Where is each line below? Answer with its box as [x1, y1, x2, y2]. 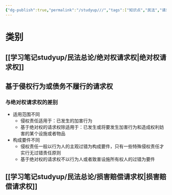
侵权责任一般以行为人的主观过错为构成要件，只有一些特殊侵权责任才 [20, 143, 164, 149]
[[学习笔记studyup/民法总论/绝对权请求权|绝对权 [5, 53, 160, 62]
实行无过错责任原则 [20, 149, 61, 155]
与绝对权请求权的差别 [5, 99, 58, 106]
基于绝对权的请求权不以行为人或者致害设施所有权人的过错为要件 [20, 156, 155, 162]
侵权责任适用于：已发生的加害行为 [20, 118, 93, 124]
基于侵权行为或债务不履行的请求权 [5, 82, 113, 90]
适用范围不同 [12, 111, 40, 117]
